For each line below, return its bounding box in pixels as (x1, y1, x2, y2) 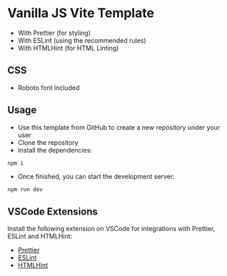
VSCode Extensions (7, 205, 99, 218)
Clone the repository (17, 138, 79, 147)
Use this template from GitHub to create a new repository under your (17, 123, 220, 131)
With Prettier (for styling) (17, 29, 91, 37)
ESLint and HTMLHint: (7, 232, 73, 240)
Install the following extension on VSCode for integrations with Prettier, (7, 225, 216, 233)
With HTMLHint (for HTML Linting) (17, 44, 119, 52)
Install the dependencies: (17, 145, 93, 154)
